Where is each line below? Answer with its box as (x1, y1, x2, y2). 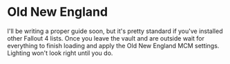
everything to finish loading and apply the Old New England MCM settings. (7, 41, 220, 50)
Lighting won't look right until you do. (7, 49, 113, 57)
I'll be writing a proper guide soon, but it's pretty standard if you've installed (7, 27, 223, 35)
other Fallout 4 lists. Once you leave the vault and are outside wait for (7, 34, 205, 42)
